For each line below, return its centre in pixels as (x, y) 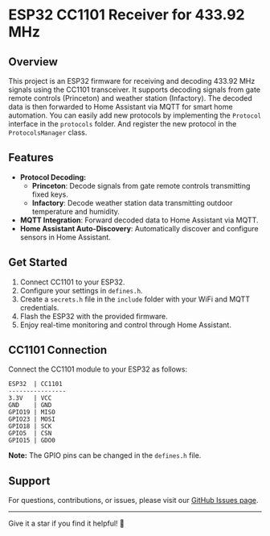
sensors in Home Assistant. (65, 237)
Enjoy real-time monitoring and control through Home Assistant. (125, 325)
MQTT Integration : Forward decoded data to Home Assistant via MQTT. (139, 220)
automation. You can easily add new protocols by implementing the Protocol (135, 115)
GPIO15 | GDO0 (32, 441)
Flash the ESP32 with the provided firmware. (94, 316)
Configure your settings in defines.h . (81, 290)
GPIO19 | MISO (32, 413)
